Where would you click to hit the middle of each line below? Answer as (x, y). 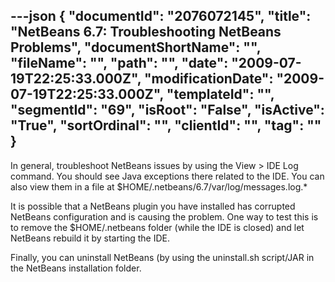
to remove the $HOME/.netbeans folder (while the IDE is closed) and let (157, 227)
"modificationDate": (209, 79)
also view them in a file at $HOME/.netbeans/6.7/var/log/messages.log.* (159, 186)
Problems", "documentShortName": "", (136, 47)
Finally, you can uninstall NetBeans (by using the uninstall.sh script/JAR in (162, 257)
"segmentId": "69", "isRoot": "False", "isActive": (167, 110)
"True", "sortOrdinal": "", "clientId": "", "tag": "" (166, 125)
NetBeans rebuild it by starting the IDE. (90, 238)
